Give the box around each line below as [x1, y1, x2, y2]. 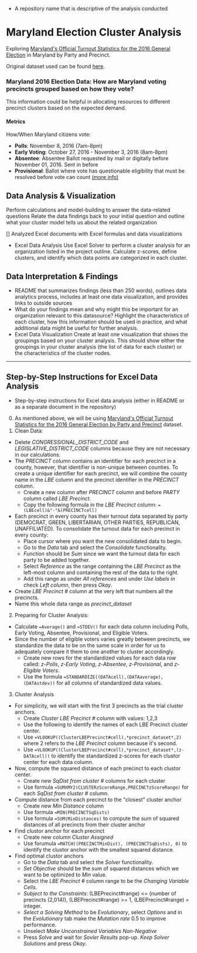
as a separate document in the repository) [14, 403, 116, 410]
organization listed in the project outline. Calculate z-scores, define [14, 248, 177, 255]
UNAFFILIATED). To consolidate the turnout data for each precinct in [14, 525, 180, 532]
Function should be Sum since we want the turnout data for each [23, 550, 180, 557]
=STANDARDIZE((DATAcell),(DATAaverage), [63, 674, 164, 680]
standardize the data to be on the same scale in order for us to [14, 641, 166, 648]
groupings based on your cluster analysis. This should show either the [14, 337, 185, 344]
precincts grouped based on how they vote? [6, 85, 134, 93]
